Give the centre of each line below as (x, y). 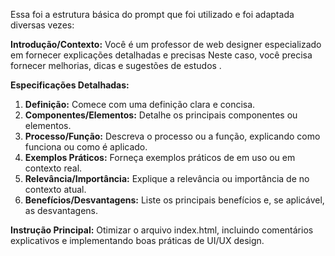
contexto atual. (55, 189)
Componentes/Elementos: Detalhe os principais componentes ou (161, 115)
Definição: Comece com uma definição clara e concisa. (140, 104)
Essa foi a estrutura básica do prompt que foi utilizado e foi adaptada (152, 14)
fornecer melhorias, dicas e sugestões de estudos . (116, 65)
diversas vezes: (42, 25)
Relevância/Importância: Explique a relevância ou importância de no (167, 178)
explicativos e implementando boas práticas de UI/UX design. (137, 240)
